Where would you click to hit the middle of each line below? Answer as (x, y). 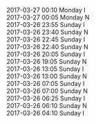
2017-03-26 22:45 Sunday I (46, 39)
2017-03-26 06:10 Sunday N (47, 106)
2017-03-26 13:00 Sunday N (47, 76)
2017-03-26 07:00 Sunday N (47, 91)
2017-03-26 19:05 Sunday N (47, 61)
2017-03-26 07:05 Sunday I (46, 83)
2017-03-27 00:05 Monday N (48, 17)
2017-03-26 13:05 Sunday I (45, 69)
